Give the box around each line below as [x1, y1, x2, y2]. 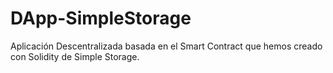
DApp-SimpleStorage [10, 7, 192, 30]
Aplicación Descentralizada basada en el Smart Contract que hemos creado [10, 40, 323, 52]
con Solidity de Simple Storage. [10, 50, 140, 62]
